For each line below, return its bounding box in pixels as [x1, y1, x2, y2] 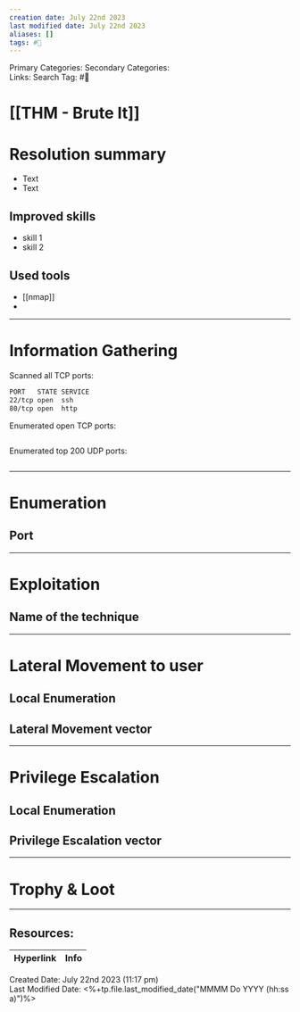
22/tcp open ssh [9, 395, 74, 404]
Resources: [9, 925, 74, 941]
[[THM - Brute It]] [9, 104, 140, 123]
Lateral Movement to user [9, 655, 204, 676]
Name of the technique [9, 610, 140, 625]
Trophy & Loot [9, 879, 115, 900]
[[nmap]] [21, 292, 55, 302]
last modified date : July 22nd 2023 [9, 21, 146, 30]
